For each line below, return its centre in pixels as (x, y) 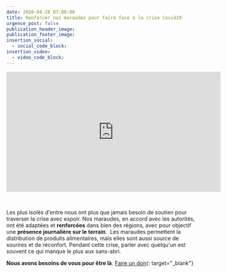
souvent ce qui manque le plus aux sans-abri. (64, 251)
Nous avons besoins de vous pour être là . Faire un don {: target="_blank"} (100, 263)
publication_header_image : (41, 29)
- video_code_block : (38, 57)
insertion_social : (30, 40)
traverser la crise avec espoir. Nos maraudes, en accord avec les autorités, (101, 219)
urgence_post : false (33, 23)
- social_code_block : (39, 46)
